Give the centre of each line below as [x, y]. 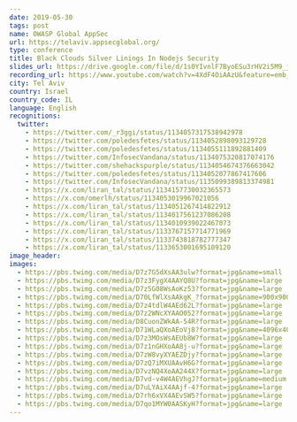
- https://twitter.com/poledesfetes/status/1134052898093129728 [146, 141]
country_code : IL [41, 100]
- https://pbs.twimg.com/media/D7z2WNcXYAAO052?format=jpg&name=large [150, 314]
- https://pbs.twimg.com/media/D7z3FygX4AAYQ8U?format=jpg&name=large [150, 280]
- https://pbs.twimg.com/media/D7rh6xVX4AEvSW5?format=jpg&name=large [150, 396]
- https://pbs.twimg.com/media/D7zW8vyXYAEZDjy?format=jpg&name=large [150, 355]
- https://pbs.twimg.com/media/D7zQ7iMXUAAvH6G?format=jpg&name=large [150, 363]
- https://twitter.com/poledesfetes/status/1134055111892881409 [146, 149]
